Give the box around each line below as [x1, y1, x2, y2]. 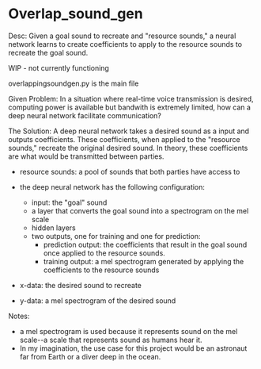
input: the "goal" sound [31, 198, 108, 207]
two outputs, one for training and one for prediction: [31, 231, 201, 240]
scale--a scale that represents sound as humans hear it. [19, 335, 203, 344]
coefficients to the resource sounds [43, 265, 160, 275]
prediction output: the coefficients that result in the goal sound [43, 240, 248, 249]
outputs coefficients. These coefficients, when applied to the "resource [8, 134, 240, 144]
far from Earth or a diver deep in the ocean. [19, 352, 161, 361]
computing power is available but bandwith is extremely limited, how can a [8, 102, 252, 112]
